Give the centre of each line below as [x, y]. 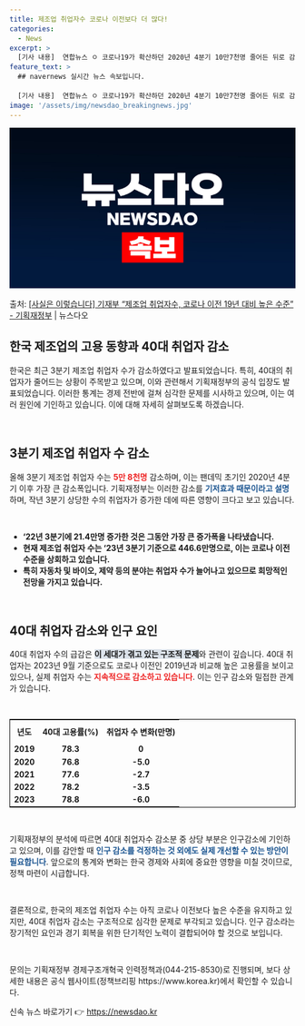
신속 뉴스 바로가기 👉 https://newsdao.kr [84, 1011]
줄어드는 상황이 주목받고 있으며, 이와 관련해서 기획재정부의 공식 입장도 [157, 381]
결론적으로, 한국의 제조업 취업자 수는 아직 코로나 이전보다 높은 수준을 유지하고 [146, 910]
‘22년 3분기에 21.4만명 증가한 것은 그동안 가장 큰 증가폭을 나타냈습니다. [148, 537]
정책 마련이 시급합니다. [49, 873]
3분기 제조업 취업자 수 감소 [79, 454]
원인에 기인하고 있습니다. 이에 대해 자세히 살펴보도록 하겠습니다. [132, 404]
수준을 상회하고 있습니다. [66, 559]
